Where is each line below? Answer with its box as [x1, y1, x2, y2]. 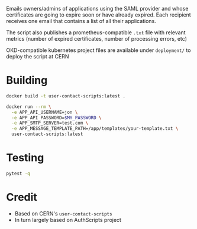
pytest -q [6, 171, 31, 176]
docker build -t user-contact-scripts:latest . [6, 93, 126, 99]
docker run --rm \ [6, 103, 51, 110]
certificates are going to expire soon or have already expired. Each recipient [6, 11, 191, 18]
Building [6, 74, 48, 87]
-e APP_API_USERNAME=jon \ [11, 109, 78, 115]
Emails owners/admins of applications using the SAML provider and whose [6, 5, 189, 12]
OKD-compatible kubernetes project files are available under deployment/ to [6, 47, 191, 54]
